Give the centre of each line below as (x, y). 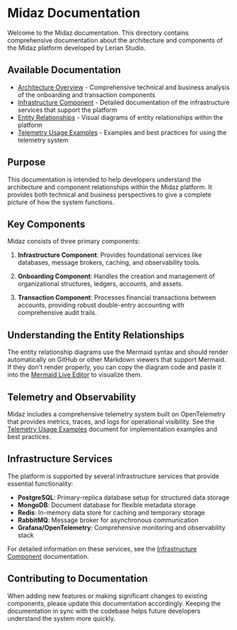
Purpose (27, 162)
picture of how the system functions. (61, 202)
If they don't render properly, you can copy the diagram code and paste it (114, 367)
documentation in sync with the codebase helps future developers (104, 611)
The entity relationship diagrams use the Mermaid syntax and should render (118, 352)
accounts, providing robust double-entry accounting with (101, 305)
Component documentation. (48, 556)
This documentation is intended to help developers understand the (104, 179)
